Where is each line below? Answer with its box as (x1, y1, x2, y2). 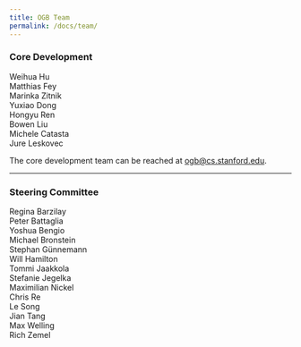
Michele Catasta (9, 128, 70, 139)
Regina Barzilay (9, 207, 67, 217)
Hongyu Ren (9, 109, 56, 120)
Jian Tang (9, 310, 47, 322)
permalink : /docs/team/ (9, 21, 99, 30)
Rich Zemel (9, 330, 51, 341)
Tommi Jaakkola (9, 263, 70, 274)
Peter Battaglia (9, 216, 64, 226)
